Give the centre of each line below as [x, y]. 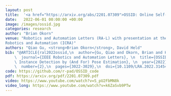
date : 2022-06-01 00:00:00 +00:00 [44, 19]
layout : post [19, 10]
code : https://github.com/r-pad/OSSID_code [52, 72]
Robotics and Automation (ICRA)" [41, 43]
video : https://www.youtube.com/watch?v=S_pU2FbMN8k [62, 81]
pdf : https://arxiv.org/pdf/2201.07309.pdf [52, 76]
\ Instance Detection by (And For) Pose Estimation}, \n [76, 62]
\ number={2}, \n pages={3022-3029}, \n [58, 67]
